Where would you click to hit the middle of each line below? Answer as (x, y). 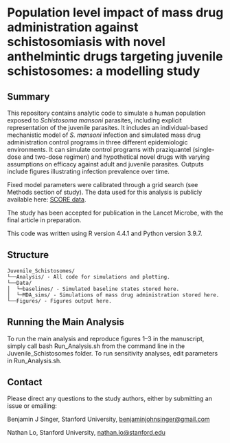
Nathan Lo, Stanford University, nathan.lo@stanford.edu (87, 433)
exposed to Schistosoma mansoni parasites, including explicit (94, 120)
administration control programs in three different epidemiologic (97, 142)
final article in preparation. (44, 220)
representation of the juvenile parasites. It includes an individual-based (107, 128)
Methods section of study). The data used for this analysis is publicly (105, 192)
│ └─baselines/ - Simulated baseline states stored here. (93, 289)
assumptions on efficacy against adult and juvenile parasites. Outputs (105, 164)
